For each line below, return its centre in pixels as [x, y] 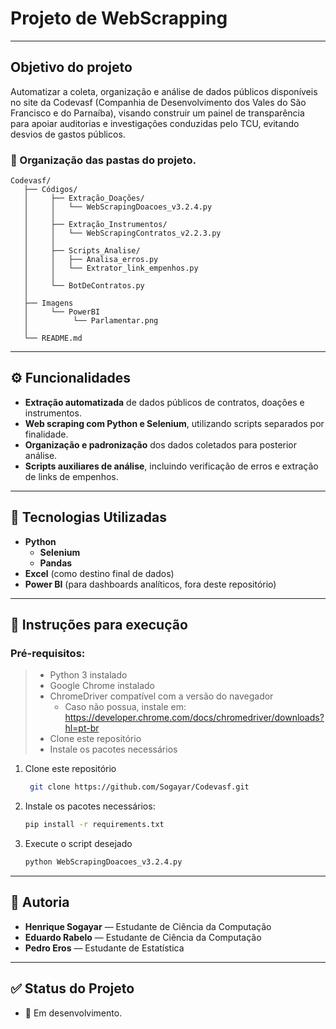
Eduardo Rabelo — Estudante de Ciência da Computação [143, 937]
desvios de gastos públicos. [68, 134]
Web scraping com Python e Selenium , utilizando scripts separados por [174, 423]
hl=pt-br [82, 728]
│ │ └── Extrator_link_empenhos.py [111, 268]
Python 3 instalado [88, 675]
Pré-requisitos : [48, 653]
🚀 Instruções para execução [99, 625]
